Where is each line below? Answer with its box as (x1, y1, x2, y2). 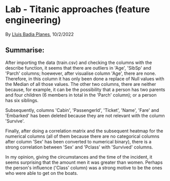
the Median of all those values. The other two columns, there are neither (5, 81, 156, 87)
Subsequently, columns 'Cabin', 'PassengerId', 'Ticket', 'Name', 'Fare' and (5, 107, 159, 113)
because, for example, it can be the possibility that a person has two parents (5, 86, 165, 93)
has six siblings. (5, 97, 39, 103)
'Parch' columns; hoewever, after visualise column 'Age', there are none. (5, 70, 156, 76)
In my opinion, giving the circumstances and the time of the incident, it (5, 154, 153, 160)
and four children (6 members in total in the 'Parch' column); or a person (5, 92, 157, 98)
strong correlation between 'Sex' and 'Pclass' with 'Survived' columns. (5, 144, 153, 150)
